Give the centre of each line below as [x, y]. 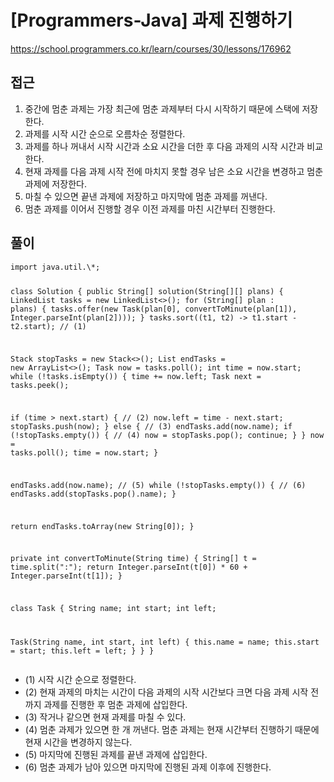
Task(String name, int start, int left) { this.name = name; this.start [165, 642]
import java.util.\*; [55, 267]
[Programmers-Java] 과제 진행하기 [151, 20]
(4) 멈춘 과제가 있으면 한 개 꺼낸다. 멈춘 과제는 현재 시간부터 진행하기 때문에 [172, 730]
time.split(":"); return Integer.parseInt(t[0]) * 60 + [129, 567]
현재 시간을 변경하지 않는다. [78, 742]
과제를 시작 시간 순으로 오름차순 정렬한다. [105, 133]
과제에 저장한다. [55, 183]
